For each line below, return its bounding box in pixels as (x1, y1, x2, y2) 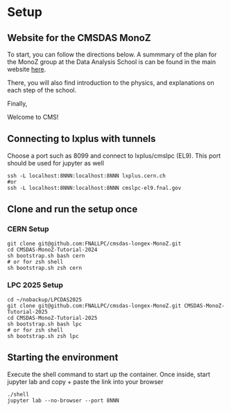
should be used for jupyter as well (7, 159, 104, 167)
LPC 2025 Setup (7, 280, 64, 290)
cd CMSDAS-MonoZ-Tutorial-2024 (7, 246, 98, 253)
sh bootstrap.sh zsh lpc (7, 332, 79, 339)
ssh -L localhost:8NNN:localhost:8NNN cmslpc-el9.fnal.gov (7, 184, 182, 191)
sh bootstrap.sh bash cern (7, 252, 85, 259)
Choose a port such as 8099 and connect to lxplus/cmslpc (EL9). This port (7, 151, 221, 160)
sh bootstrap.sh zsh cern (7, 264, 82, 271)
